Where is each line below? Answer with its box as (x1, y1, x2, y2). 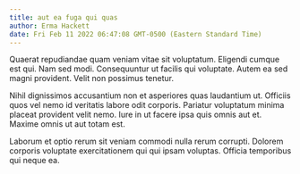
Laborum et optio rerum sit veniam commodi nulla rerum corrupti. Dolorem (9, 136, 284, 147)
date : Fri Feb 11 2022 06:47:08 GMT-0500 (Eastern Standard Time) (9, 29, 262, 38)
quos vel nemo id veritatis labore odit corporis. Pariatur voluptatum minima (9, 100, 285, 111)
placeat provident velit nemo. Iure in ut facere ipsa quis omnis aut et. (9, 109, 262, 120)
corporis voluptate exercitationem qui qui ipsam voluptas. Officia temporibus (9, 145, 292, 156)
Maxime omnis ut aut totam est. (9, 119, 125, 129)
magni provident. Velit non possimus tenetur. (9, 73, 175, 84)
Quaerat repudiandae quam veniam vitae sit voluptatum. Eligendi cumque (9, 54, 280, 65)
